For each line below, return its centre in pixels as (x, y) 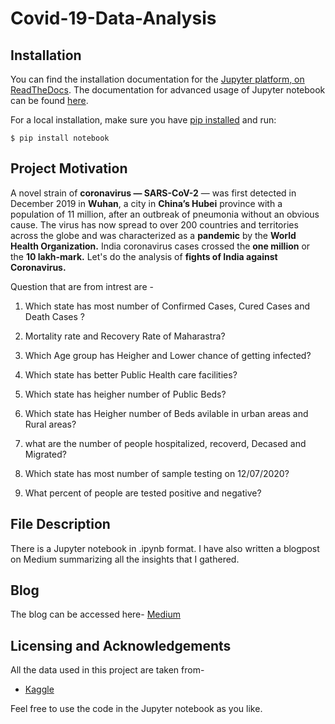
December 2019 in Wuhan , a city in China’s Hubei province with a (146, 203)
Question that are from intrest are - (82, 286)
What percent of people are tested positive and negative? (143, 493)
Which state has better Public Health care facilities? (131, 374)
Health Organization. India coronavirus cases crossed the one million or (160, 246)
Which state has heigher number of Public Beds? (125, 394)
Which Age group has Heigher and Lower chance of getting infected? (168, 355)
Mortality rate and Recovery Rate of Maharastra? (125, 336)
